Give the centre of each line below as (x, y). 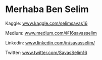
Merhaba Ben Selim (47, 9)
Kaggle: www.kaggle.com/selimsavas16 (46, 23)
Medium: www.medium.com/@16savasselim (51, 33)
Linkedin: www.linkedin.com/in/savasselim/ (50, 43)
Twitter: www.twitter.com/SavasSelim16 (46, 52)
